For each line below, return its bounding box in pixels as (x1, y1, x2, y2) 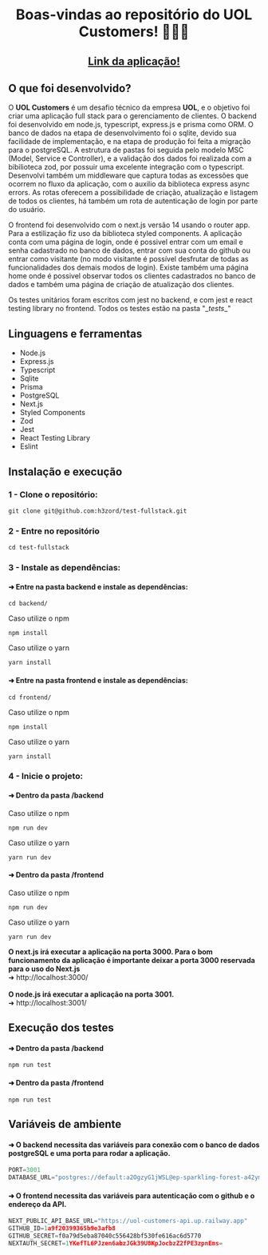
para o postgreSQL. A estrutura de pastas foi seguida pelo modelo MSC (8, 146, 244, 155)
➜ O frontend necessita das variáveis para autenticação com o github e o (8, 1190, 255, 1201)
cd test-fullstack (8, 544, 69, 552)
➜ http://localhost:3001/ (8, 997, 87, 1007)
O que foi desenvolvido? (8, 82, 132, 95)
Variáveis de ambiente (8, 1117, 122, 1131)
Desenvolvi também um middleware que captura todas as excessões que (8, 170, 249, 181)
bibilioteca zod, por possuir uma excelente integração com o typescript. (8, 162, 245, 172)
